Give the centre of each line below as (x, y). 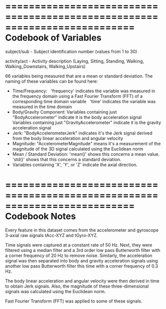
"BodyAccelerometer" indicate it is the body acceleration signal (77, 117)
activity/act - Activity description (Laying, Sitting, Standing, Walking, (75, 61)
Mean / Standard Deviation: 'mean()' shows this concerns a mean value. (86, 154)
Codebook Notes (40, 216)
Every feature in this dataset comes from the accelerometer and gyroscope (82, 230)
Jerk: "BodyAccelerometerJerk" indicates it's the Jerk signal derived (82, 133)
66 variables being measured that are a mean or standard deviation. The (79, 76)
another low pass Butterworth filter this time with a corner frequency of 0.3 (82, 266)
